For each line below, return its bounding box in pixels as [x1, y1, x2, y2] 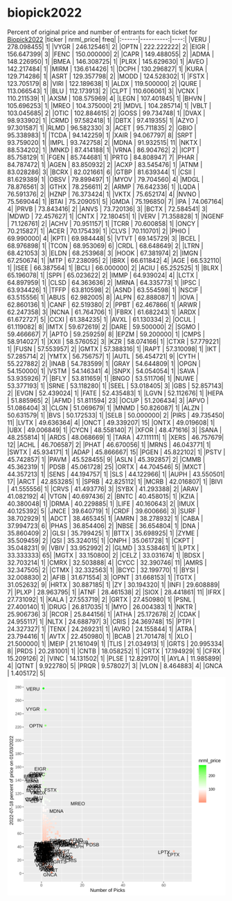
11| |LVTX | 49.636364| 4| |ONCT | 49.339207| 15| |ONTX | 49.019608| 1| [7, 418, 215, 427]
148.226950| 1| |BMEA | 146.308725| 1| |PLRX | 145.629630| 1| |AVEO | [7, 57, 208, 65]
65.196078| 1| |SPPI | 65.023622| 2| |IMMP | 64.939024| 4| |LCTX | [7, 271, 199, 279]
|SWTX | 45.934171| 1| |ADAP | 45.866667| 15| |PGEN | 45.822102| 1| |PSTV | [7, 447, 226, 456]
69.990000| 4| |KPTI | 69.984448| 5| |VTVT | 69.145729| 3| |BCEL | [7, 234, 201, 242]
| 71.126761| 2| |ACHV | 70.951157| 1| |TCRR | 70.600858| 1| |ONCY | [7, 219, 199, 228]
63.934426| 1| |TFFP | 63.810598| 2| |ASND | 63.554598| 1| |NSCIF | [7, 286, 202, 294]
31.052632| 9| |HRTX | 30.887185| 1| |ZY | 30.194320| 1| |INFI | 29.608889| [7, 581, 220, 589]
